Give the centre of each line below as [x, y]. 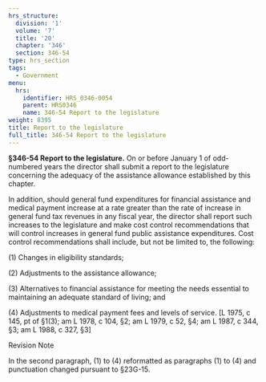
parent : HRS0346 [50, 105]
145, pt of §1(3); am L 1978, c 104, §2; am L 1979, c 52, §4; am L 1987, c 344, [133, 321]
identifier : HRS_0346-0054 [68, 98]
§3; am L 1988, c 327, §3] [50, 329]
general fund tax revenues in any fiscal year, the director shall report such [130, 216]
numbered [25, 166]
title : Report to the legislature [66, 128]
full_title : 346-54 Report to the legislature [87, 135]
